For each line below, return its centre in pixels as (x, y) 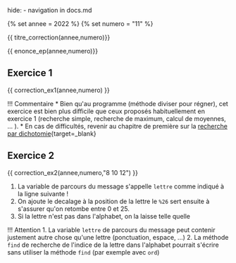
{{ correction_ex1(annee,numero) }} (59, 90)
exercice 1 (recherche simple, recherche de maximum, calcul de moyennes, (117, 118)
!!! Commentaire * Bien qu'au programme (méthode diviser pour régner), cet (118, 103)
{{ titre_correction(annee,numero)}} (59, 37)
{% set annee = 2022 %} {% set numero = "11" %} (80, 24)
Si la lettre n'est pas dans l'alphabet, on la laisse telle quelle (104, 216)
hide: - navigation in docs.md (50, 10)
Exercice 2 (31, 156)
